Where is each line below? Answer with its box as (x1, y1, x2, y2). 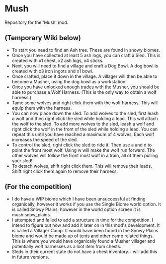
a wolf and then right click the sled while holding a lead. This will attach (11, 115, 158, 122)
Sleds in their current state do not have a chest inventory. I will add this (11, 249, 158, 255)
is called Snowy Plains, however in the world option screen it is (11, 206, 141, 212)
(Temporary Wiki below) (4, 34, 82, 42)
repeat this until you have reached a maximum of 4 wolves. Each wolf (11, 131, 155, 137)
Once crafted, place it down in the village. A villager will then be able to (11, 73, 158, 79)
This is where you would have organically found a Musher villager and (11, 238, 155, 244)
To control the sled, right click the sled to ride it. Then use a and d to (11, 142, 152, 148)
